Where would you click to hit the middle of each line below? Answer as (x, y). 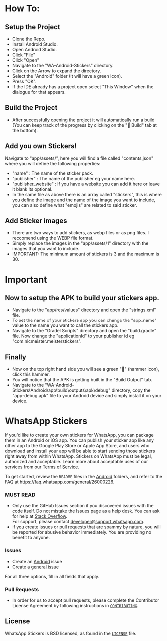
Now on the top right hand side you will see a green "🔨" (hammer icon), (86, 369)
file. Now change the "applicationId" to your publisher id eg (73, 336)
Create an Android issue (37, 561)
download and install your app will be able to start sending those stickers (80, 451)
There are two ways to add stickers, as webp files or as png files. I (80, 233)
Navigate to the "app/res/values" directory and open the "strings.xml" (84, 310)
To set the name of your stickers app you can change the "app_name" (84, 320)
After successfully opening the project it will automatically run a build (83, 120)
